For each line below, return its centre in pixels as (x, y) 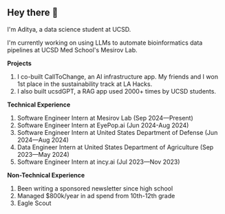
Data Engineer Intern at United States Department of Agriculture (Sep (115, 147)
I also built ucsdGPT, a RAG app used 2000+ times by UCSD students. (117, 91)
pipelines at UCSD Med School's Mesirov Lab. (72, 50)
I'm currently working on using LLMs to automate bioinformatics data (105, 43)
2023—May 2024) (43, 154)
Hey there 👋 (33, 13)
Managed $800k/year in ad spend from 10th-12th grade (96, 195)
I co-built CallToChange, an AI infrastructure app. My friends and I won (118, 76)
